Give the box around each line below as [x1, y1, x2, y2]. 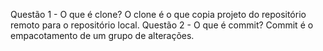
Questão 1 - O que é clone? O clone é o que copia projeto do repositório [10, 9, 307, 20]
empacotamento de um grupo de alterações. [10, 30, 195, 41]
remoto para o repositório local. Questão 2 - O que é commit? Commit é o [10, 19, 314, 31]
